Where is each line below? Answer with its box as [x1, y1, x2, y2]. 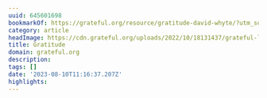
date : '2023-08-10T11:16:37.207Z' [8, 70, 123, 78]
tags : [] [8, 63, 37, 71]
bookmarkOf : [8, 19, 48, 27]
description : [8, 56, 52, 64]
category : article [8, 26, 69, 34]
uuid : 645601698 [8, 11, 62, 20]
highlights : [8, 77, 48, 85]
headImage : [8, 33, 44, 42]
